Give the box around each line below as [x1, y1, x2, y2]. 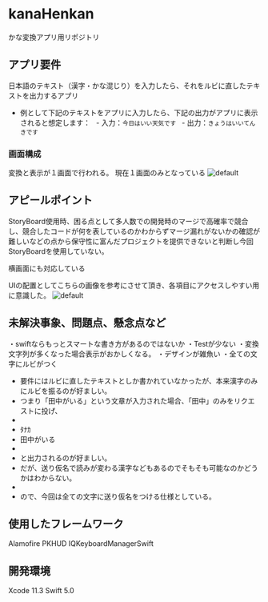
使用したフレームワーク [8, 517, 124, 531]
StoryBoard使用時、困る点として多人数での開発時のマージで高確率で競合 [8, 216, 249, 226]
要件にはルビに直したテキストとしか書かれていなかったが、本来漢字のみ [19, 375, 258, 385]
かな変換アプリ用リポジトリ [8, 32, 100, 42]
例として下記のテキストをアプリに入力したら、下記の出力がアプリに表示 [19, 107, 258, 117]
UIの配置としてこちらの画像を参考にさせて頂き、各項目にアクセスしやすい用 [8, 280, 260, 290]
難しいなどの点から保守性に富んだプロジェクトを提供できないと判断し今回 [8, 236, 254, 246]
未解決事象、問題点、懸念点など [8, 316, 166, 330]
